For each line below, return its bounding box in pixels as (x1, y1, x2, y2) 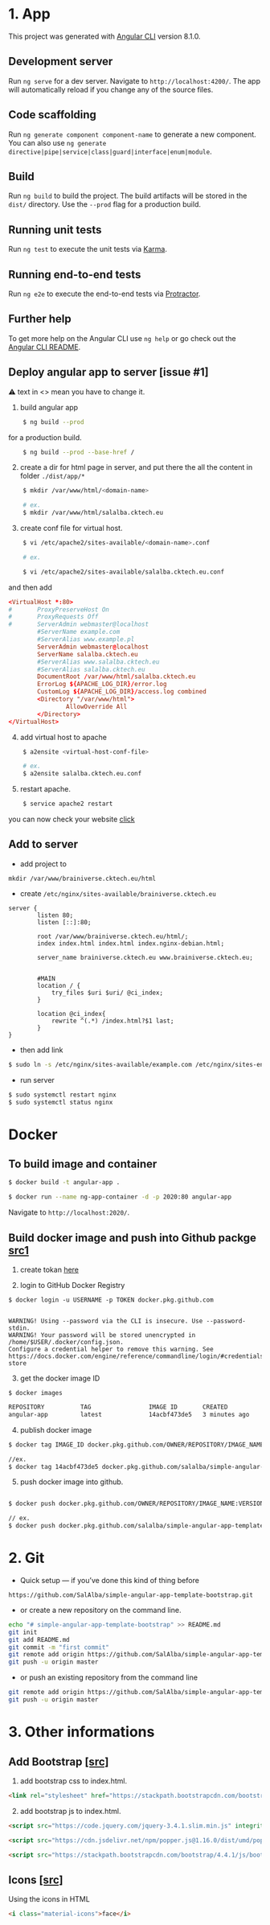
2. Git (8, 1549, 45, 1567)
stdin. (8, 1324, 31, 1332)
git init (8, 1628, 38, 1636)
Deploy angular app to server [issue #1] (8, 365, 209, 379)
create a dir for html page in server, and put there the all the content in (19, 463, 253, 472)
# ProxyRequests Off (8, 613, 99, 621)
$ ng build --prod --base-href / (22, 448, 135, 456)
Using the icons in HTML (8, 1894, 90, 1904)
